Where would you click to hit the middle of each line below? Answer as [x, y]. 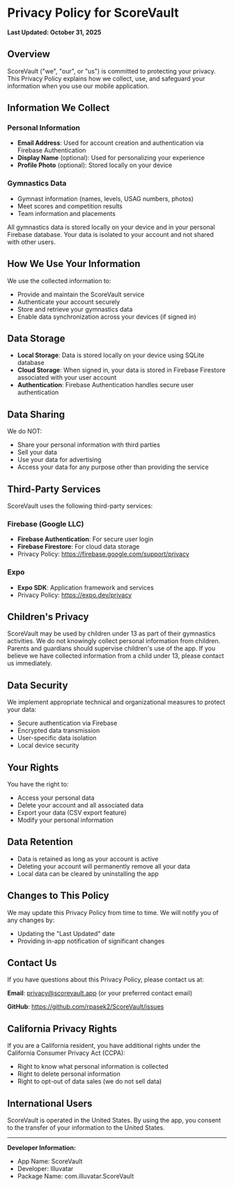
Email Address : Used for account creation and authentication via [110, 143]
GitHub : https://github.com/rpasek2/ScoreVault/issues [86, 1007]
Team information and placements [67, 213]
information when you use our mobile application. [78, 86]
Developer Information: [42, 1148]
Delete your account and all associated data [80, 805]
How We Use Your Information [74, 264]
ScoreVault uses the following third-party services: [80, 505]
